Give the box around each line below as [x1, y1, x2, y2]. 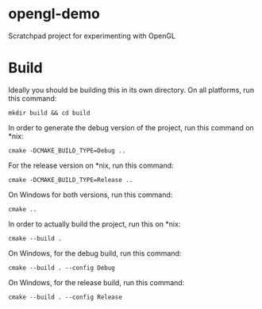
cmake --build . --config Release [8, 293, 123, 301]
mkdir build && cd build [8, 109, 91, 117]
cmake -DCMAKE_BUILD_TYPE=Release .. [8, 176, 133, 183]
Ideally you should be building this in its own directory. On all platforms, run [8, 85, 255, 95]
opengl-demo [8, 5, 101, 23]
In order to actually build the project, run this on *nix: [8, 219, 181, 229]
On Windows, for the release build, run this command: [8, 277, 185, 287]
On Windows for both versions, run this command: [8, 190, 173, 199]
